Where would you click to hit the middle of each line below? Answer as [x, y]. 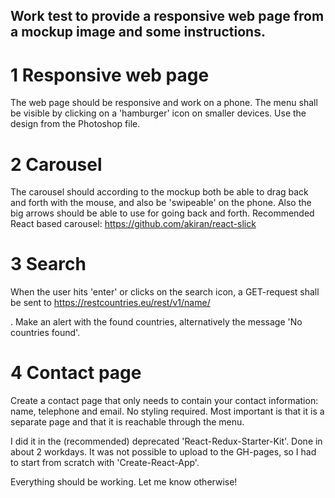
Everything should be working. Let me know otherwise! [124, 482]
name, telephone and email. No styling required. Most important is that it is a [167, 411]
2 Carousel [56, 164]
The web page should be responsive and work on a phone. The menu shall [164, 103]
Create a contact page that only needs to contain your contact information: [164, 401]
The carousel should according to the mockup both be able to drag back [159, 192]
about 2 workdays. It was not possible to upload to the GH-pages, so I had [163, 452]
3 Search [48, 264]
